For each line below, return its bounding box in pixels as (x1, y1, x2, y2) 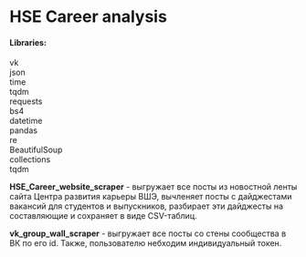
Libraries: (9, 36, 47, 47)
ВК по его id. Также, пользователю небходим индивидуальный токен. (9, 238, 282, 249)
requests (9, 96, 43, 107)
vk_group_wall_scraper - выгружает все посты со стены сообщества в (9, 228, 287, 239)
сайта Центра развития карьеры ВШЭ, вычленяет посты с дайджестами (9, 191, 292, 202)
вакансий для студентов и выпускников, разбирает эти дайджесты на (9, 200, 283, 211)
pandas (9, 125, 38, 136)
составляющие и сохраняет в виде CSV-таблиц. (9, 211, 198, 221)
